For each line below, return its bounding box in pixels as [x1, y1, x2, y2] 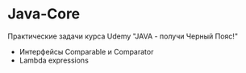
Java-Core [7, 5, 81, 23]
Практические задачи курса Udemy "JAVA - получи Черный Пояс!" [7, 31, 239, 41]
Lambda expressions [19, 55, 90, 65]
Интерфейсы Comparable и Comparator [19, 47, 154, 56]
